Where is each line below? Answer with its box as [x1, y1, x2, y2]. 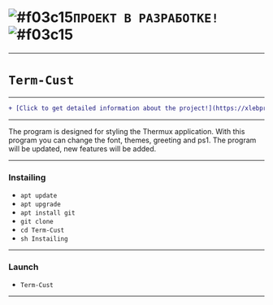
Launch [8, 261, 39, 272]
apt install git [19, 209, 76, 217]
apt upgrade [19, 200, 61, 209]
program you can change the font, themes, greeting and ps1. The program [8, 135, 257, 145]
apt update [19, 192, 58, 200]
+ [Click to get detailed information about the [8, 104, 176, 112]
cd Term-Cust [19, 226, 65, 235]
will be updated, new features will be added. [8, 143, 157, 154]
